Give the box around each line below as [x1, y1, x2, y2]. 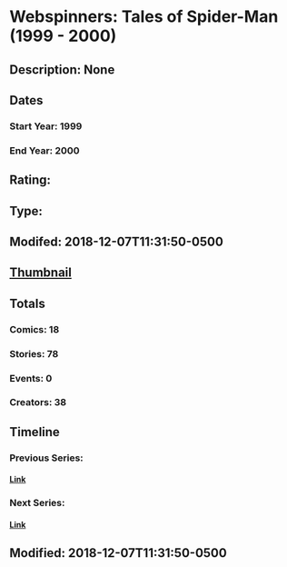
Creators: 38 [9, 396, 67, 409]
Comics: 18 [9, 323, 60, 335]
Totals [9, 295, 45, 311]
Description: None [9, 62, 115, 77]
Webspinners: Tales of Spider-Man [9, 6, 279, 27]
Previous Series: [9, 452, 84, 464]
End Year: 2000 [9, 144, 80, 156]
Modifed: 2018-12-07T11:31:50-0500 [9, 234, 224, 249]
